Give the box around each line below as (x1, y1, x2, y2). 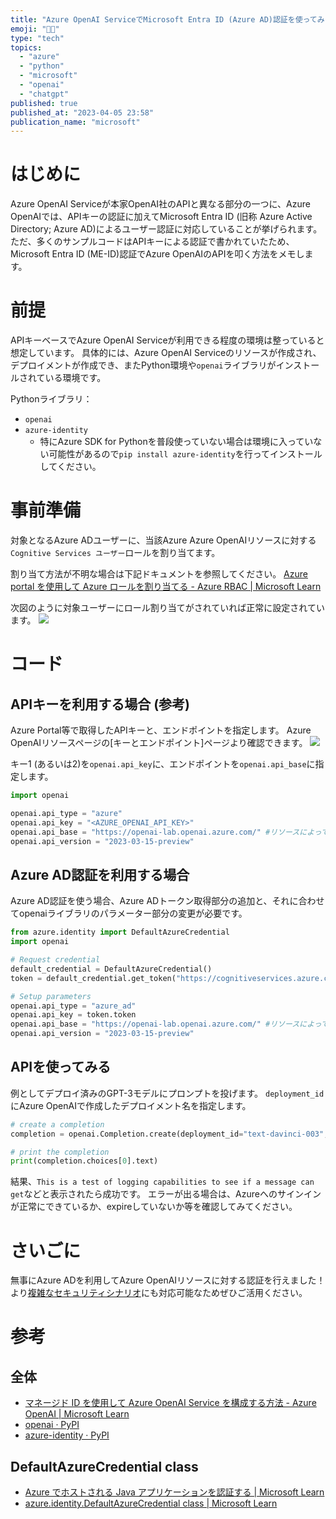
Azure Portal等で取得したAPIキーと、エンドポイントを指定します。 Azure (10, 724, 312, 736)
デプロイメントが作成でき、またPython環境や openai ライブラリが (10, 359, 277, 371)
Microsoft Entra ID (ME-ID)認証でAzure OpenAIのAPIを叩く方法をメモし (10, 248, 305, 260)
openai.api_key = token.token (10, 1010, 137, 1020)
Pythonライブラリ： (10, 393, 93, 405)
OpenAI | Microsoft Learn (24, 1408, 130, 1420)
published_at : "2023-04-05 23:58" (10, 107, 155, 118)
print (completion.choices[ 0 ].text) (10, 1156, 159, 1166)
